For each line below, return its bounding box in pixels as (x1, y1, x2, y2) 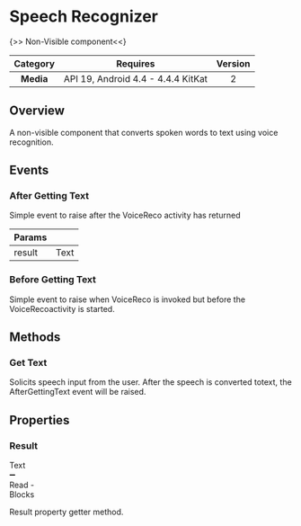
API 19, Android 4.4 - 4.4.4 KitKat (63, 72, 208, 85)
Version (216, 57, 251, 69)
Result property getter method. (9, 506, 124, 518)
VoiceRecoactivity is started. (9, 303, 115, 314)
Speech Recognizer (9, 6, 159, 27)
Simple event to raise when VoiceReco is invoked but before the (9, 294, 245, 305)
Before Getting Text (9, 273, 97, 286)
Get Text (9, 357, 48, 370)
